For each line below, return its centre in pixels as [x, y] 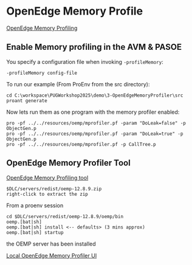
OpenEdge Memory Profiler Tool [68, 163]
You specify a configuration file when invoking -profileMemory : [85, 61]
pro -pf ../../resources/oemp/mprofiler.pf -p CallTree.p [81, 144]
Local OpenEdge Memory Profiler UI [52, 255]
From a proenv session [35, 205]
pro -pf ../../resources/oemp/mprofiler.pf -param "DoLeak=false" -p [96, 123]
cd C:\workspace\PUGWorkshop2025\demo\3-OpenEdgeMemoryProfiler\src [95, 95]
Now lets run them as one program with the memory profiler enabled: [93, 112]
